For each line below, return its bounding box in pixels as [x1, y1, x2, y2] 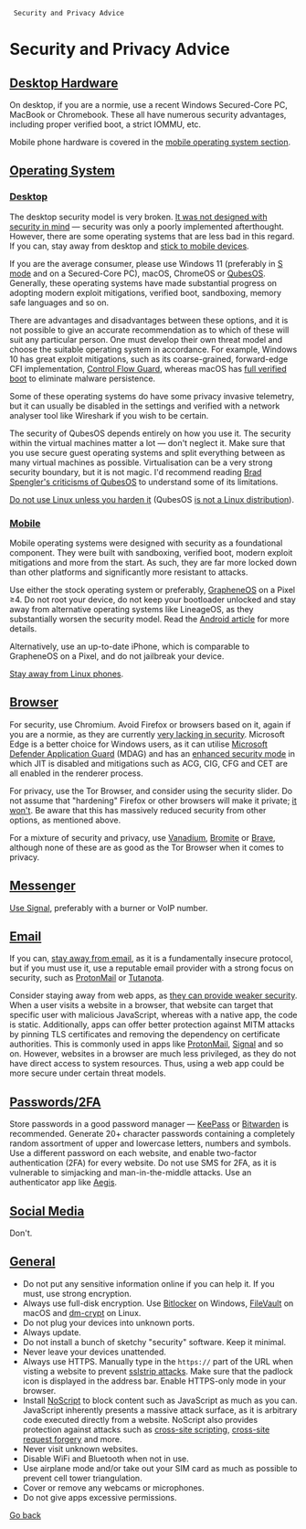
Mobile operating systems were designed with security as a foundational [9, 537, 283, 548]
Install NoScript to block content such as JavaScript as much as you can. [22, 1395, 298, 1406]
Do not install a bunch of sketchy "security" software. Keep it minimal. [22, 1336, 287, 1347]
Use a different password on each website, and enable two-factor [9, 1148, 258, 1159]
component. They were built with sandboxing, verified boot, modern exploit [9, 547, 293, 557]
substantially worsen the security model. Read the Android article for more [9, 613, 290, 624]
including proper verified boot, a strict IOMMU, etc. [9, 119, 202, 130]
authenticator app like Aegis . [9, 1177, 117, 1188]
